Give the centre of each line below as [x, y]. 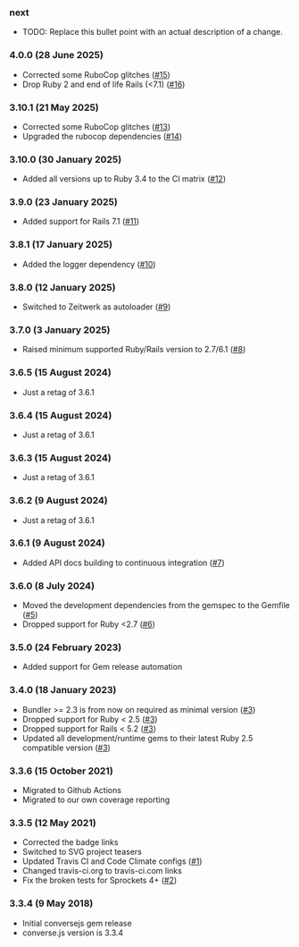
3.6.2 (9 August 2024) [59, 501]
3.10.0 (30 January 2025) [66, 159]
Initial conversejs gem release [77, 923]
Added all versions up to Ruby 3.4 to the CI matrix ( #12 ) [124, 179]
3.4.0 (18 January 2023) [63, 690]
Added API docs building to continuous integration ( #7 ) [123, 562]
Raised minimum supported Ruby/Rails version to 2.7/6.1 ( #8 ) [134, 350]
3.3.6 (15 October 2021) [61, 771]
